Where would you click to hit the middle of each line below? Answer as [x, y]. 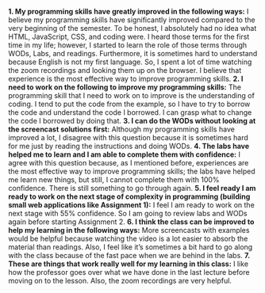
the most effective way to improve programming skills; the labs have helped [132, 171]
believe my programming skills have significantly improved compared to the [132, 20]
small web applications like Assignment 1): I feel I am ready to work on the [132, 205]
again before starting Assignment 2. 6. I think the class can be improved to [131, 222]
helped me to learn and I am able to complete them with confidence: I [124, 154]
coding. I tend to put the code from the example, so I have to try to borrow [129, 104]
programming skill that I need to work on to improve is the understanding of [132, 95]
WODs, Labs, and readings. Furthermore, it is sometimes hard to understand [133, 53]
